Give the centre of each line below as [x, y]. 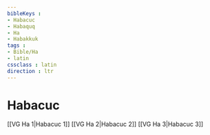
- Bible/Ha [23, 52]
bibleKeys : [24, 13]
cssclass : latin [32, 65]
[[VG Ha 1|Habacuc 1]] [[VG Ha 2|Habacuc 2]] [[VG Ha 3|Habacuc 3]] [105, 124]
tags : [17, 45]
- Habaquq [21, 26]
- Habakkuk [23, 39]
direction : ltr [30, 71]
